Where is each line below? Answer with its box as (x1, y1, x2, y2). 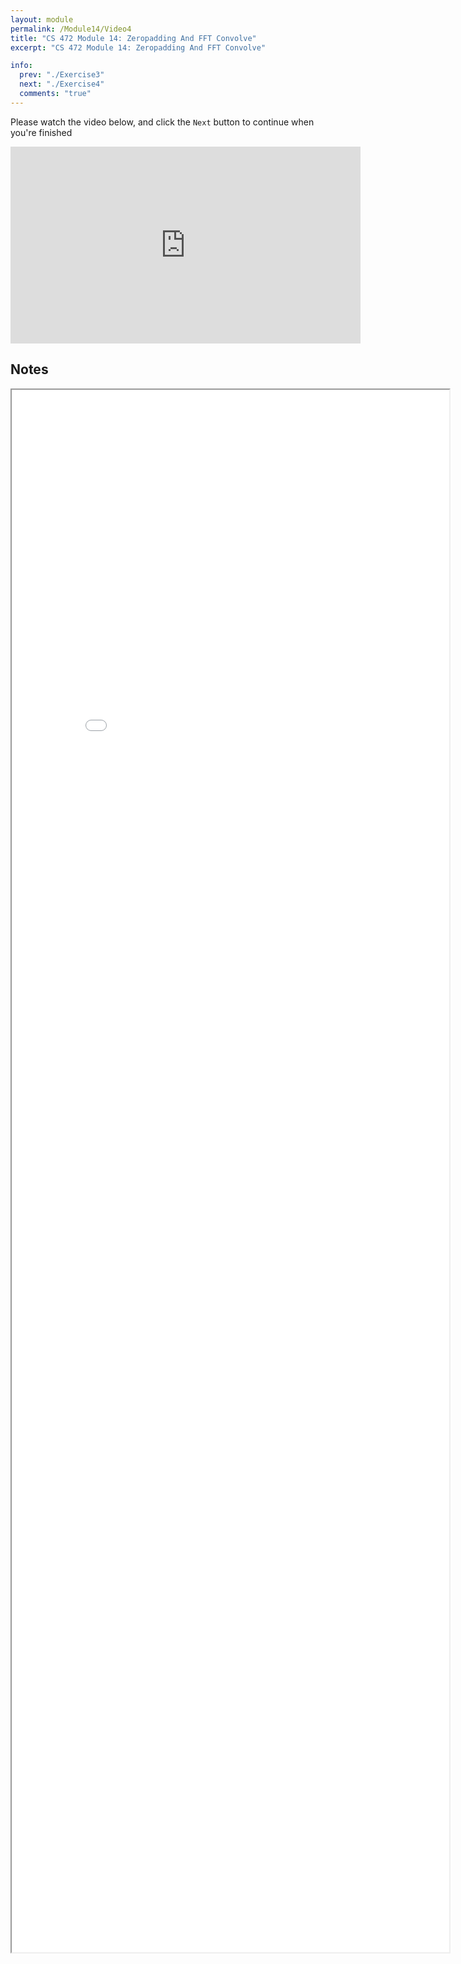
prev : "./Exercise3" (19, 70, 105, 80)
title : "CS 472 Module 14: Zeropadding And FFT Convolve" (10, 33, 257, 43)
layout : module (10, 14, 74, 25)
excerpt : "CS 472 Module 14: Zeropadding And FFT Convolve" (10, 42, 267, 53)
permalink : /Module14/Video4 (10, 24, 132, 34)
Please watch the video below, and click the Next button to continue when (10, 116, 315, 128)
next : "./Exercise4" (19, 79, 105, 90)
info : (10, 61, 33, 71)
